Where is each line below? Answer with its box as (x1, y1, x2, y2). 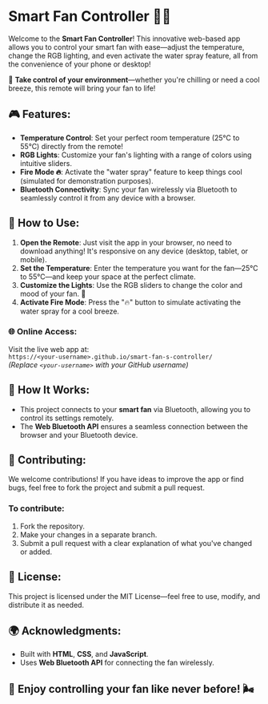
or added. (19, 547, 53, 556)
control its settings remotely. (19, 413, 114, 423)
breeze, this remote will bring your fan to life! (8, 83, 156, 93)
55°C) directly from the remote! (19, 141, 124, 151)
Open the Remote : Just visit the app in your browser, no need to (19, 237, 232, 247)
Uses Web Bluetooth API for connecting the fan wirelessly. (19, 657, 214, 668)
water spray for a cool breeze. (19, 306, 120, 316)
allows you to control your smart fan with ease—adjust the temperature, (8, 42, 245, 51)
